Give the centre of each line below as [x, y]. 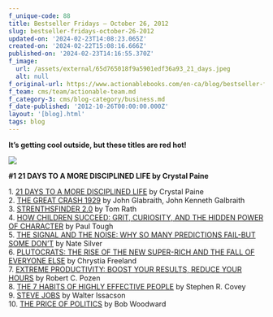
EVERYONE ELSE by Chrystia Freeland [72, 260]
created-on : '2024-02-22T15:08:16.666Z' [78, 46]
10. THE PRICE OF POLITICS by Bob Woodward [87, 304]
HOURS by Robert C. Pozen [54, 278]
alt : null [32, 76]
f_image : [23, 62]
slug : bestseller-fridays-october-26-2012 [81, 31]
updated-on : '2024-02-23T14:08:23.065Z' [78, 39]
